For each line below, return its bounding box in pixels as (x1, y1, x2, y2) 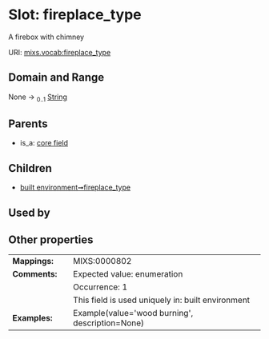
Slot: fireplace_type (8, 6, 142, 24)
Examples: (12, 313, 54, 324)
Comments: (12, 269, 58, 280)
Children (8, 162, 52, 175)
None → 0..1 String (8, 92, 68, 103)
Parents (8, 117, 48, 130)
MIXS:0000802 (73, 256, 132, 267)
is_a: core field (19, 138, 69, 148)
